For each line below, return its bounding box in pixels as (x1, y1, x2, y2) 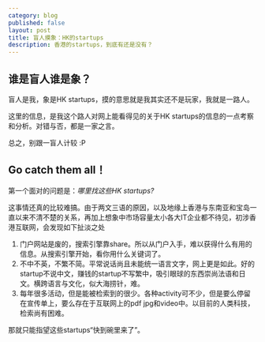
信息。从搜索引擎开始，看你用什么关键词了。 (19, 249, 166, 258)
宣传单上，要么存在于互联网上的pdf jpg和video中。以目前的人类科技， (26, 298, 255, 308)
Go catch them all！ (8, 163, 106, 177)
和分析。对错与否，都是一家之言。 (8, 121, 119, 130)
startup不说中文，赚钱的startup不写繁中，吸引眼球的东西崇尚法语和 (19, 269, 239, 278)
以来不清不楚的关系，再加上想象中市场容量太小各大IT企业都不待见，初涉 (14, 212, 250, 222)
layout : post (8, 26, 51, 34)
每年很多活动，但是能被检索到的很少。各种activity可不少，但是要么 (19, 288, 237, 298)
